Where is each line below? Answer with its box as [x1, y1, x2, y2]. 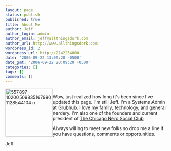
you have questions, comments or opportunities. [53, 131, 156, 137]
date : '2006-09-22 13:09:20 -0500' [5, 55, 82, 60]
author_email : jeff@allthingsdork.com [5, 36, 88, 41]
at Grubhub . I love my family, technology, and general [53, 104, 166, 111]
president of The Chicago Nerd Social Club [53, 115, 144, 121]
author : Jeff [5, 27, 33, 32]
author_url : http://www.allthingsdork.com [5, 41, 98, 46]
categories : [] [5, 64, 38, 70]
